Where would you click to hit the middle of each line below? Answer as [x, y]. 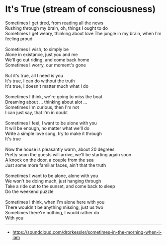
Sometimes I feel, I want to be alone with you [51, 123]
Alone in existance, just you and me [42, 54]
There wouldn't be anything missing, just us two [54, 207]
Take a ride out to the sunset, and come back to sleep [60, 186]
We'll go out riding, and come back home [47, 60]
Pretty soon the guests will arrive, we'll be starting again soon [68, 154]
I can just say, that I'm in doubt [37, 112]
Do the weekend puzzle [29, 191]
